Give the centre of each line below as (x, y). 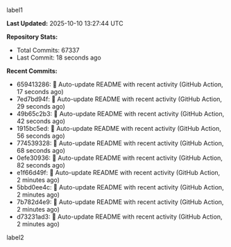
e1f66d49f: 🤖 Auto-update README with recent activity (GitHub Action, (118, 173)
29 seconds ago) (41, 106)
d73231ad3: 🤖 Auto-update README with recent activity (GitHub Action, (119, 217)
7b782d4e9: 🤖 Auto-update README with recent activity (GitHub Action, (120, 202)
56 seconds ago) (41, 136)
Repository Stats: (32, 37)
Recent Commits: (32, 71)
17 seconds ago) (40, 92)
